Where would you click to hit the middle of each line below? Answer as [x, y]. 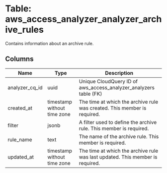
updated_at [21, 157]
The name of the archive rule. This [119, 136]
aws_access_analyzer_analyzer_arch [83, 19]
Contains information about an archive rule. [49, 43]
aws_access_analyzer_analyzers [117, 87]
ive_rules [24, 30]
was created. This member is [113, 108]
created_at [20, 108]
